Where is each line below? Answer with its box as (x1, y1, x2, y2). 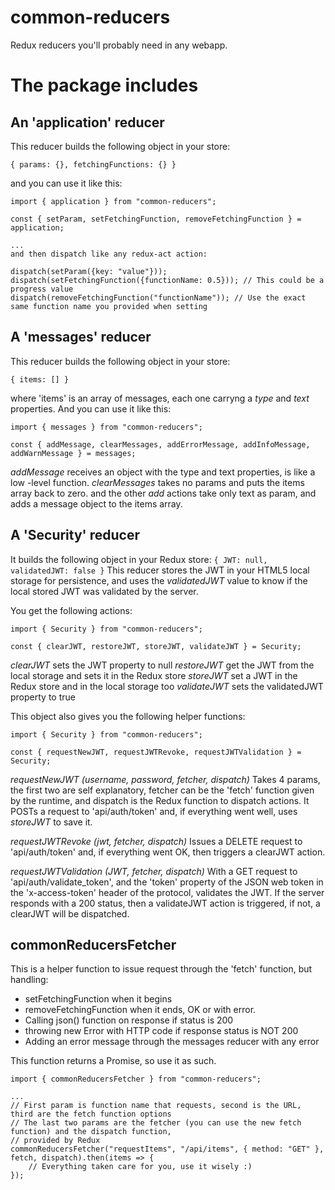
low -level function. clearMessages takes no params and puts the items (10, 476, 305, 488)
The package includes (10, 74, 199, 97)
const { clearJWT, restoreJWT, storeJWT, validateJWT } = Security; (10, 641, 302, 651)
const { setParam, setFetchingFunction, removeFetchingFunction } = (10, 214, 302, 224)
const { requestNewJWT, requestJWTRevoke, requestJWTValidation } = (10, 747, 302, 757)
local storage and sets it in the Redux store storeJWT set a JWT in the (10, 669, 298, 681)
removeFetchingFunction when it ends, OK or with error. (24, 1004, 257, 1016)
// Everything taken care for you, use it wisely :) (28, 1162, 253, 1172)
